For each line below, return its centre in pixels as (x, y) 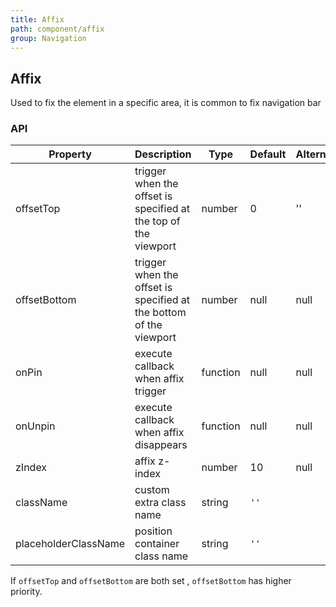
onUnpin (35, 426)
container (157, 544)
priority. (26, 592)
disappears (161, 445)
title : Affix (37, 19)
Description (163, 154)
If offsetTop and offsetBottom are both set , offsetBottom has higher (151, 581)
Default (268, 154)
